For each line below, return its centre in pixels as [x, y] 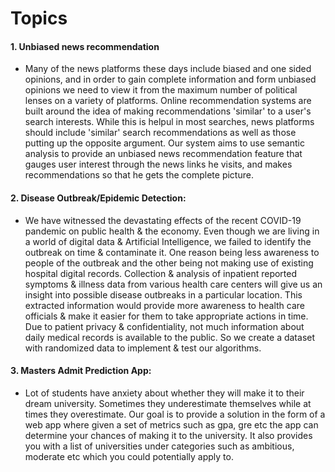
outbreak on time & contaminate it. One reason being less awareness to [172, 252]
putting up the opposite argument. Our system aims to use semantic [164, 143]
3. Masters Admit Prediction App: [81, 371]
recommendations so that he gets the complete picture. [139, 175]
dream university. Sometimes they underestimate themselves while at [168, 403]
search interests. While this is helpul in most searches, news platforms [169, 122]
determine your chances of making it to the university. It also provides [168, 435]
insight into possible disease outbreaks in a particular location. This [163, 294]
